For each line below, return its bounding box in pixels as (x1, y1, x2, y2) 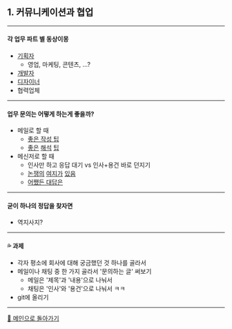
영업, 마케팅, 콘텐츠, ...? (27, 61, 91, 69)
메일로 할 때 (17, 126, 50, 134)
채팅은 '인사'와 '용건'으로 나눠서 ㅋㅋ (27, 284, 126, 292)
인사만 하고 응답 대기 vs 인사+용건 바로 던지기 (27, 161, 151, 169)
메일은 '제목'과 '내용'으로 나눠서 (27, 275, 113, 284)
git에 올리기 (17, 292, 49, 301)
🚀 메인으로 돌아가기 (7, 314, 60, 322)
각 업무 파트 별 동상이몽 (7, 35, 69, 43)
